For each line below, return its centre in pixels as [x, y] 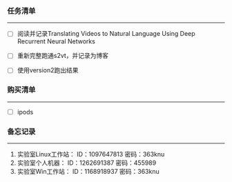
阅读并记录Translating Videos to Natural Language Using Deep [106, 34]
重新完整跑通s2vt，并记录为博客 [63, 56]
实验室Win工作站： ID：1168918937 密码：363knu [88, 172]
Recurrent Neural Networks [56, 41]
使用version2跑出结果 [48, 70]
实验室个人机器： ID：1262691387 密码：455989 [87, 163]
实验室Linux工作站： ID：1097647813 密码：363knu [91, 154]
